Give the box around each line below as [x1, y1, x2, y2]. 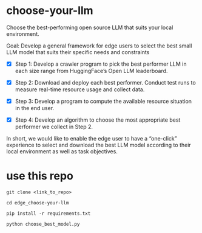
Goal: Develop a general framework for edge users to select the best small [6, 42, 192, 49]
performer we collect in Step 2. [15, 123, 93, 131]
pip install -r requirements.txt [6, 210, 91, 217]
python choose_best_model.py [6, 221, 80, 228]
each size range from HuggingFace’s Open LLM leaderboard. [15, 68, 168, 74]
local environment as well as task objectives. [6, 148, 118, 155]
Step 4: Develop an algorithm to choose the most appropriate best [15, 116, 181, 123]
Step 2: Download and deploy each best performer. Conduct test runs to [15, 79, 196, 86]
